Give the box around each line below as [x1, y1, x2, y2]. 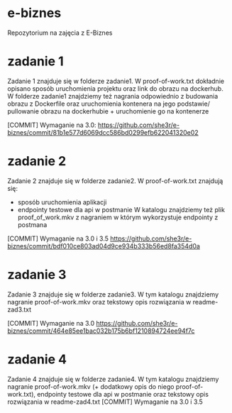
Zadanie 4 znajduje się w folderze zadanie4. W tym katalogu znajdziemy [7, 375, 219, 383]
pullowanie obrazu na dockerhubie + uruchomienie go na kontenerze [7, 106, 209, 115]
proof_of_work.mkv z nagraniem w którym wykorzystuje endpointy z [17, 213, 219, 221]
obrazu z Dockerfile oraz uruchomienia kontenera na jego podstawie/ [7, 99, 211, 108]
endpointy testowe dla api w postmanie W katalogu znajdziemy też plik [17, 205, 226, 214]
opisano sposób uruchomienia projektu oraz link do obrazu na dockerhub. [7, 84, 223, 93]
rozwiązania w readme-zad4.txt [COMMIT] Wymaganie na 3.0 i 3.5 [7, 397, 204, 406]
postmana [17, 220, 48, 228]
